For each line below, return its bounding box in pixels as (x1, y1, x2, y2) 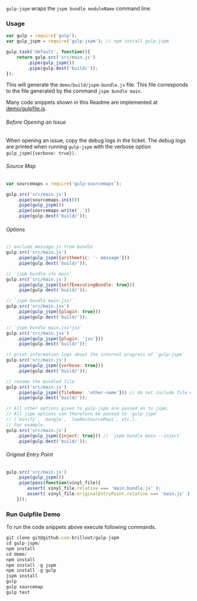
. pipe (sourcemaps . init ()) (16, 196, 80, 203)
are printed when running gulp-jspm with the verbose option (6, 143, 151, 150)
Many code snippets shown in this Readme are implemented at (6, 99, 158, 106)
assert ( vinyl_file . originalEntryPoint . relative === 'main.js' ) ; (27, 491, 193, 497)
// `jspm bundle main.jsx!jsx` (6, 325, 83, 331)
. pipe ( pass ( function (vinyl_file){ (16, 480, 101, 486)
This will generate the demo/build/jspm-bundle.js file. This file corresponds (6, 82, 189, 89)
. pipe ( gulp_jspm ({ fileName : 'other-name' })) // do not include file (16, 389, 188, 395)
